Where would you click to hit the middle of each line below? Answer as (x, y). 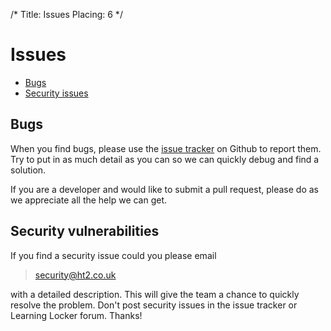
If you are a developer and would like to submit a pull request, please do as (164, 189)
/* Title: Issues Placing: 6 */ (66, 14)
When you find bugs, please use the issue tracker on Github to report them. (166, 148)
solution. (28, 170)
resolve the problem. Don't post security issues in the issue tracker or (154, 305)
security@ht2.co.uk (75, 275)
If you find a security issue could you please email (113, 255)
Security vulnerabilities (85, 231)
